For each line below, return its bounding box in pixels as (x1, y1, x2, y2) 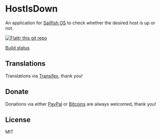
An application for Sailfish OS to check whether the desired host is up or (5, 20, 155, 26)
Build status (5, 44, 30, 51)
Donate (5, 87, 29, 96)
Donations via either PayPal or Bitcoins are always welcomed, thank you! (5, 101, 156, 107)
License (5, 115, 31, 124)
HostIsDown (5, 3, 58, 15)
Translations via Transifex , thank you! (5, 73, 83, 79)
